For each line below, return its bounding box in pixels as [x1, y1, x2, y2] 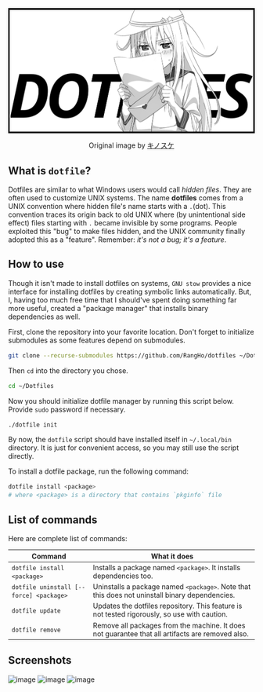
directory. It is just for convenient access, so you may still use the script [8, 443, 240, 452]
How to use [8, 258, 64, 271]
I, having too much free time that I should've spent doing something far [8, 295, 237, 305]
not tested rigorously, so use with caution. [92, 610, 229, 619]
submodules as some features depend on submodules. [8, 335, 186, 345]
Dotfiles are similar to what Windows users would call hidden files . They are [8, 185, 252, 194]
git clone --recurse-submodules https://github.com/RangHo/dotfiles [8, 351, 236, 360]
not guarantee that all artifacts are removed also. [92, 628, 249, 639]
